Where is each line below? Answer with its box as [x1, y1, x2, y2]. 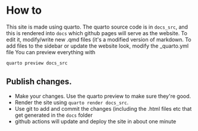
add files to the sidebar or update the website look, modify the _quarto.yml [6, 42, 189, 49]
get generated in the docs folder [14, 111, 93, 118]
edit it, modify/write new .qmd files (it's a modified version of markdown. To [6, 36, 191, 43]
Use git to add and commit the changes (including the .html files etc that [14, 105, 192, 112]
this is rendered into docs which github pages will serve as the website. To [6, 29, 187, 36]
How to [6, 4, 42, 17]
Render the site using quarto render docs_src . [14, 99, 129, 106]
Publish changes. [6, 77, 73, 87]
